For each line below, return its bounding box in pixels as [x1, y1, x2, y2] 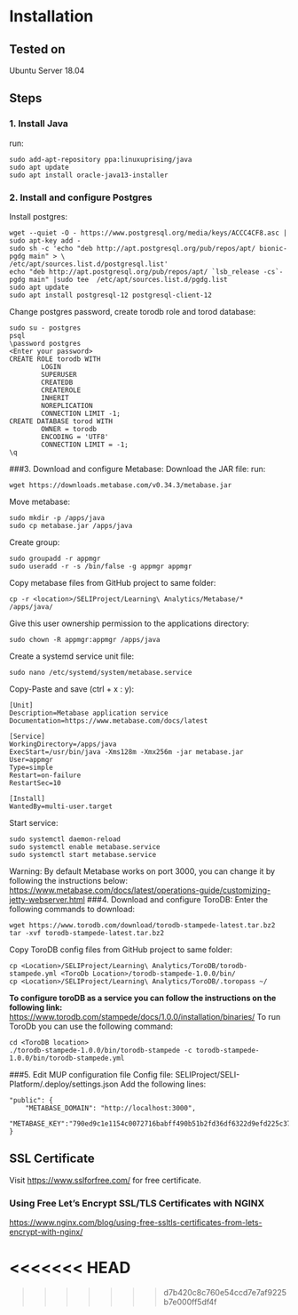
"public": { [9, 1095, 53, 1104]
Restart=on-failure [9, 771, 82, 780]
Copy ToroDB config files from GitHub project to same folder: [9, 944, 233, 955]
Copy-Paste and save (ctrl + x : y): [9, 683, 135, 694]
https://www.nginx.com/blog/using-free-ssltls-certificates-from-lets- [9, 1217, 263, 1228]
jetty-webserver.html [9, 894, 86, 904]
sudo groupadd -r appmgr [9, 554, 101, 563]
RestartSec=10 [9, 778, 62, 788]
